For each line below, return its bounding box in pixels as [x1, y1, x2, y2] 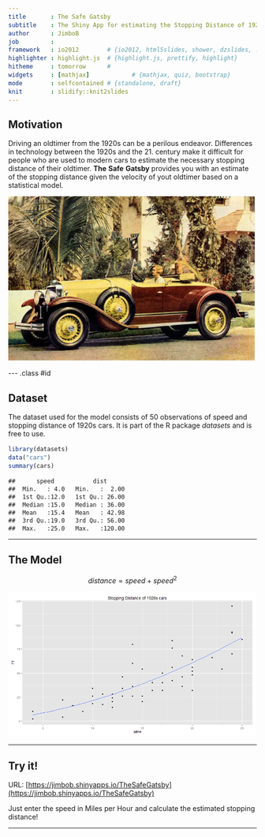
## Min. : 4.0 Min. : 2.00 [8, 485, 125, 493]
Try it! [8, 759, 38, 772]
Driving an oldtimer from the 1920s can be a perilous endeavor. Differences [8, 139, 253, 148]
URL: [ [8, 780, 29, 790]
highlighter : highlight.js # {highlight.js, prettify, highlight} [8, 54, 238, 62]
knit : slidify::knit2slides [8, 88, 129, 95]
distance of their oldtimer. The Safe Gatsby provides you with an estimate [8, 164, 249, 174]
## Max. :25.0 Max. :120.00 [8, 525, 125, 532]
